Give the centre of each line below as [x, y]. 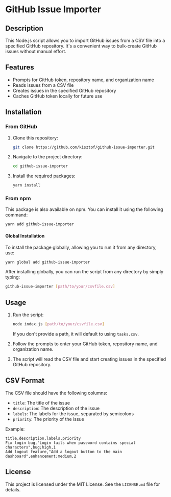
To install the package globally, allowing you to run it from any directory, [81, 247]
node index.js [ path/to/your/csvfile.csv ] [58, 324]
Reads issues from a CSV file [43, 85]
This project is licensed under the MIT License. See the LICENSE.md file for [83, 484]
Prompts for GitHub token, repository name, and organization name [83, 80]
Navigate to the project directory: [47, 157]
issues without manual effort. [36, 51]
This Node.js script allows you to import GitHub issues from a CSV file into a [85, 40]
